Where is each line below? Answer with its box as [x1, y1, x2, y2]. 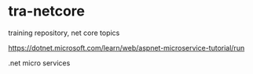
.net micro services [8, 58, 71, 68]
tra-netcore [8, 2, 85, 20]
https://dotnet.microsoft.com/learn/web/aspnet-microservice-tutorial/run [8, 43, 245, 52]
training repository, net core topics [8, 28, 120, 37]
